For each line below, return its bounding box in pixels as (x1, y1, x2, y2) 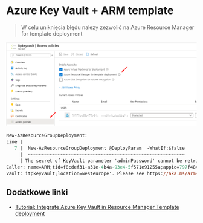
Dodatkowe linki (6, 187, 68, 198)
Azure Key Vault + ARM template (6, 4, 174, 18)
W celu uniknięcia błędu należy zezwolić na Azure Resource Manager (21, 24, 195, 31)
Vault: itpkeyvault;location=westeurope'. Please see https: (6, 170, 164, 177)
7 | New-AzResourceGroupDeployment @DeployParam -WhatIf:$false (14, 145, 185, 151)
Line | (6, 138, 23, 145)
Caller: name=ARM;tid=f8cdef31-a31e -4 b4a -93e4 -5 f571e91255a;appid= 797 (6, 164, 188, 170)
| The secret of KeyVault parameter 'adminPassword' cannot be (19, 158, 182, 164)
